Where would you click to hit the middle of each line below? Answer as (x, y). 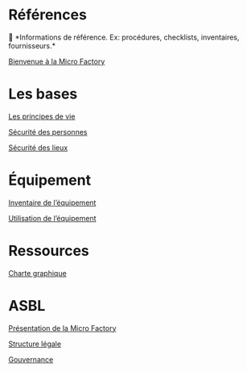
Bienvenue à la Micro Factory (57, 61)
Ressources (49, 251)
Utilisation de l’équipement (52, 218)
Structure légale (35, 344)
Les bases (43, 94)
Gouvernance (31, 359)
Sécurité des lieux (38, 148)
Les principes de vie (42, 116)
